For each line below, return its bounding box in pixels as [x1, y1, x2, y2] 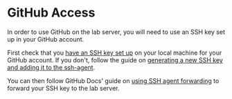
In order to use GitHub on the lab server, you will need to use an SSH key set [7, 28, 225, 36]
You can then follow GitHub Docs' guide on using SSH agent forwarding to [7, 76, 220, 84]
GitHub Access [7, 5, 96, 21]
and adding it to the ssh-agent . [7, 63, 96, 71]
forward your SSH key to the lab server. [7, 84, 120, 92]
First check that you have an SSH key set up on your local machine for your [7, 48, 222, 57]
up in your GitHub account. [7, 35, 84, 43]
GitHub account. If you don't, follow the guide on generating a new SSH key [7, 55, 223, 64]
